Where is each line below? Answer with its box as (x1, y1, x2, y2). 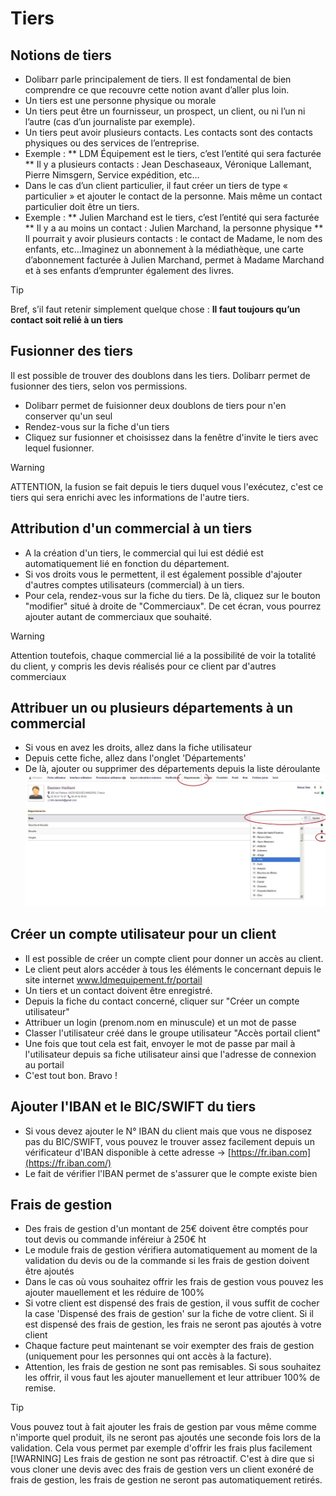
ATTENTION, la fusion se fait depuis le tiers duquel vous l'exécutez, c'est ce (10, 480, 324, 492)
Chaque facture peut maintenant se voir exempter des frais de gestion (24, 1340, 315, 1352)
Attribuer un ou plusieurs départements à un (10, 700, 293, 717)
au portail (24, 1058, 65, 1071)
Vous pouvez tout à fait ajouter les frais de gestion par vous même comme (10, 1421, 317, 1433)
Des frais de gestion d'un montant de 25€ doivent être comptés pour (24, 1223, 309, 1235)
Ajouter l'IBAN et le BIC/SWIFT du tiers (10, 1098, 257, 1116)
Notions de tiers (10, 47, 112, 64)
